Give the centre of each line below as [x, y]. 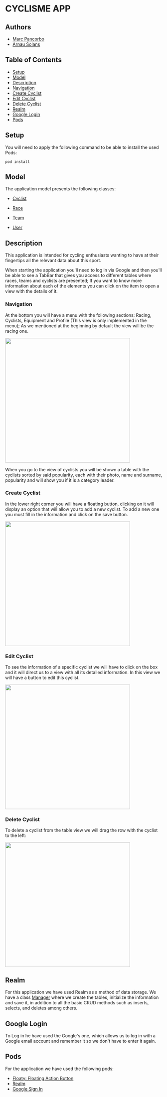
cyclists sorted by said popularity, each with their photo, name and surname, [84, 475]
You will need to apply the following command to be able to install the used [82, 147]
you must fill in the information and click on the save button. [67, 514]
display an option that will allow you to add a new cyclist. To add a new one [82, 509]
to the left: [16, 835]
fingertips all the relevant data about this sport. [53, 261]
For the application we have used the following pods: [59, 1069]
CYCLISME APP [38, 9]
